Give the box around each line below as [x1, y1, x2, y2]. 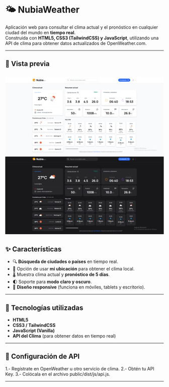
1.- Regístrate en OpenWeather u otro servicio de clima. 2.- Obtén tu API [5, 365, 154, 371]
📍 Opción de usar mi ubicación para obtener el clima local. [12, 266, 135, 272]
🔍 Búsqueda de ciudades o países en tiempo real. [12, 258, 118, 265]
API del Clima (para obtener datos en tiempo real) [12, 333, 116, 339]
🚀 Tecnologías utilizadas [5, 303, 83, 312]
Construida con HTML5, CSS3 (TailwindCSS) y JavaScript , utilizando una [5, 35, 159, 41]
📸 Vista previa [5, 60, 50, 68]
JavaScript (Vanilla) [12, 327, 55, 334]
